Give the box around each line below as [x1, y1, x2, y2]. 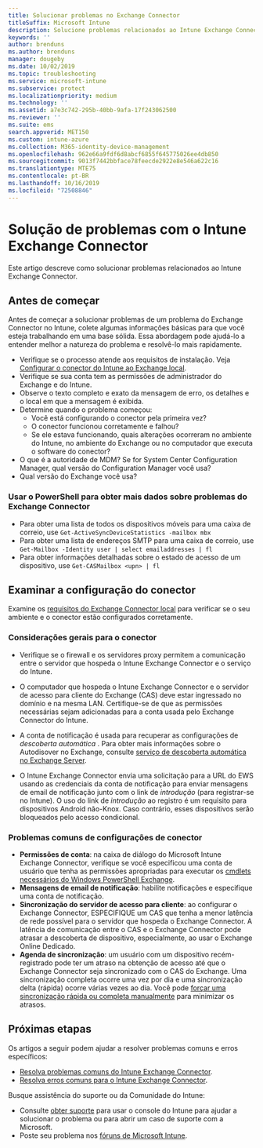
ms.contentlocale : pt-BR [8, 172, 89, 180]
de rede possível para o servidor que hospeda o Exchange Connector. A [19, 917, 253, 926]
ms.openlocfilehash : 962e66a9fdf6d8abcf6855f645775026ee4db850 [8, 150, 219, 158]
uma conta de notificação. [19, 891, 104, 901]
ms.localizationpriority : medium [8, 92, 117, 100]
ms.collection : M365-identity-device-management [8, 143, 170, 151]
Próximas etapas [8, 1022, 92, 1036]
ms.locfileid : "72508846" [8, 186, 92, 195]
